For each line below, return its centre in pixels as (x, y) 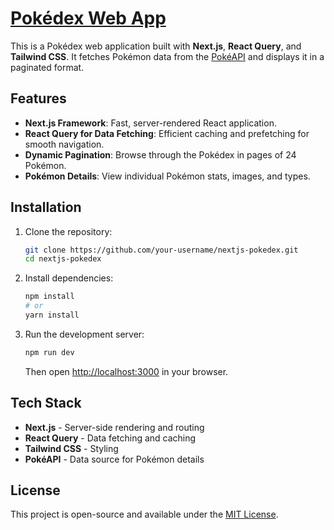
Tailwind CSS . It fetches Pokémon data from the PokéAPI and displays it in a (167, 56)
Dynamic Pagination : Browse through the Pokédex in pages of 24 (160, 154)
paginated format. (47, 67)
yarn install (52, 315)
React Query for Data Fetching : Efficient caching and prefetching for (167, 133)
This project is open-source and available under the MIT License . (144, 514)
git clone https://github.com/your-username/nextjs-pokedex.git (161, 250)
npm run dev (49, 352)
